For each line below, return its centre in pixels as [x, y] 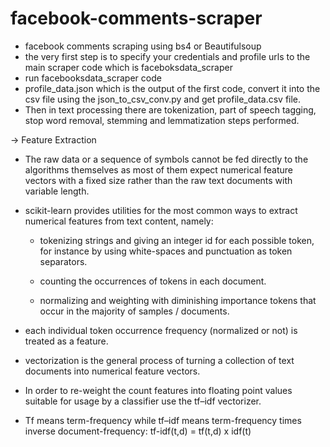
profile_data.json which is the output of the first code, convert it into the [172, 88]
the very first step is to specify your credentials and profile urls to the [167, 56]
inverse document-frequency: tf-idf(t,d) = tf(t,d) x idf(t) [138, 431]
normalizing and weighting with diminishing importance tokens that [178, 300]
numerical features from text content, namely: [119, 221]
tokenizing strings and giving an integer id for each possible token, [177, 240]
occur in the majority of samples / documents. [134, 311]
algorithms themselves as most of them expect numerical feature [158, 169]
